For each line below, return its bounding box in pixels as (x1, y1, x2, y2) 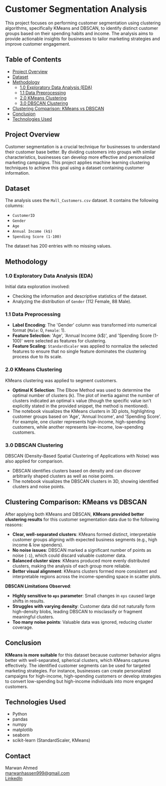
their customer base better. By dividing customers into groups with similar (5, 149, 156, 155)
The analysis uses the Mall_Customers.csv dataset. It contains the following (5, 197, 159, 203)
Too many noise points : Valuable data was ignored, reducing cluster (12, 619, 153, 625)
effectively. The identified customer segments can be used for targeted (5, 662, 151, 668)
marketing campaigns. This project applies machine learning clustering (5, 159, 150, 165)
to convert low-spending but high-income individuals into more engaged (5, 678, 154, 684)
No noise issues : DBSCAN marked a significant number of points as (12, 547, 152, 553)
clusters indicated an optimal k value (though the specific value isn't (12, 397, 152, 403)
